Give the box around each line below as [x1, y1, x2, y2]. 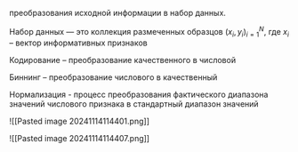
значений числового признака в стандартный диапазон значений [9, 99, 260, 109]
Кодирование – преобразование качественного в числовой [9, 55, 237, 66]
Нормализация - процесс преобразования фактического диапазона [9, 89, 269, 100]
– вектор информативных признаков [9, 37, 149, 48]
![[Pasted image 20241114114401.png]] [9, 116, 149, 127]
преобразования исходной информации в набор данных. [9, 8, 227, 18]
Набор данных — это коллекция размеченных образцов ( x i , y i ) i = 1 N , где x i [9, 25, 289, 39]
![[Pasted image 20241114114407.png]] [9, 133, 149, 144]
